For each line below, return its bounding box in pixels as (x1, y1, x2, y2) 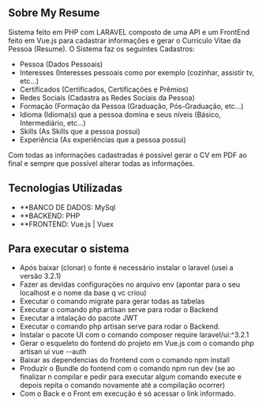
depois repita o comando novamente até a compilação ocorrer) (19, 381, 226, 390)
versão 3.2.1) (19, 272, 62, 281)
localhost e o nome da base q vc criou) (19, 288, 148, 298)
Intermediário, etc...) (19, 118, 87, 127)
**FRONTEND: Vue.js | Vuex (19, 219, 114, 228)
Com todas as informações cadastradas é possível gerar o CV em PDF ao (8, 150, 247, 160)
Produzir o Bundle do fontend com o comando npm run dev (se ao (19, 363, 235, 374)
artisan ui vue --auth (19, 347, 87, 356)
